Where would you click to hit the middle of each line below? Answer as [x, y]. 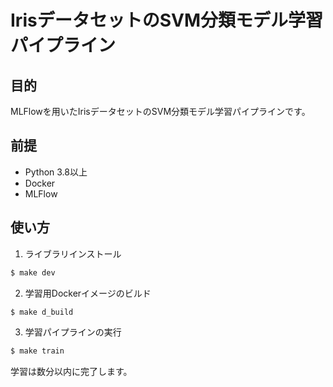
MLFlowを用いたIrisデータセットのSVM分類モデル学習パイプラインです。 [160, 111]
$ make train [37, 351]
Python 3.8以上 [56, 172]
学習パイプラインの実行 [73, 332]
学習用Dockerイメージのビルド [88, 293]
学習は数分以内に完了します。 [71, 372]
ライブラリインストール [73, 253]
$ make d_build [42, 312]
